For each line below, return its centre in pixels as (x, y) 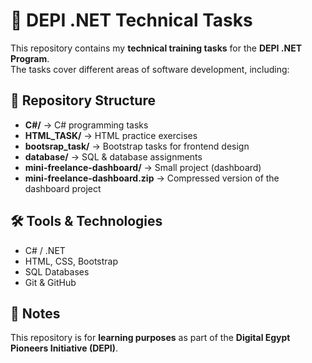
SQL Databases (57, 271)
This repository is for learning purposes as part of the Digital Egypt (150, 338)
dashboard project (63, 188)
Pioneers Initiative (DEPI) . (64, 348)
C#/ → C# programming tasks (86, 125)
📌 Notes (35, 313)
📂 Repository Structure (83, 100)
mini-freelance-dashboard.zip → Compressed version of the (152, 178)
